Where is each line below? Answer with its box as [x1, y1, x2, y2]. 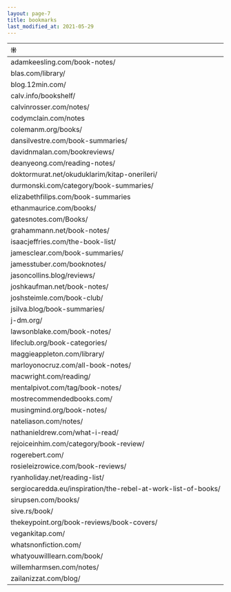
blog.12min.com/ [10, 80, 67, 90]
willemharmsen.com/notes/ [10, 562, 99, 572]
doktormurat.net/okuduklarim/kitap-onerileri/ [10, 170, 158, 180]
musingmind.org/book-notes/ [10, 405, 108, 415]
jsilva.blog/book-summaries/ [10, 305, 105, 314]
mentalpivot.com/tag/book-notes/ [10, 383, 122, 392]
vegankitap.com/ [10, 529, 66, 539]
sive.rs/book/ [10, 506, 54, 516]
